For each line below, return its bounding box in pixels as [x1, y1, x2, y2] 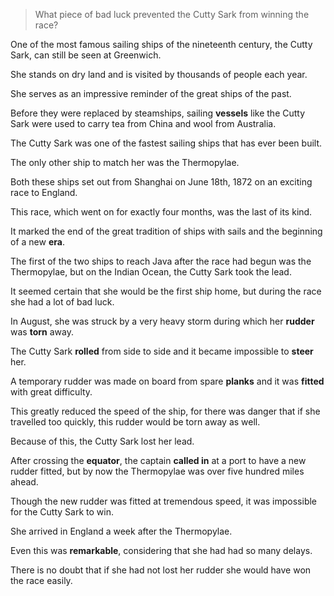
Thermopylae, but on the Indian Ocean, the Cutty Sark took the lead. [10, 266, 292, 278]
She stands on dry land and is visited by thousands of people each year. [10, 69, 308, 80]
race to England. [10, 187, 78, 198]
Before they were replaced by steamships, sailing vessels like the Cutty [10, 107, 306, 119]
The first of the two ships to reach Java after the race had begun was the [10, 255, 312, 267]
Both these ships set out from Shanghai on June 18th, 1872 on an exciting [10, 176, 313, 188]
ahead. [10, 476, 39, 488]
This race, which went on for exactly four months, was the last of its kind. [10, 206, 313, 218]
